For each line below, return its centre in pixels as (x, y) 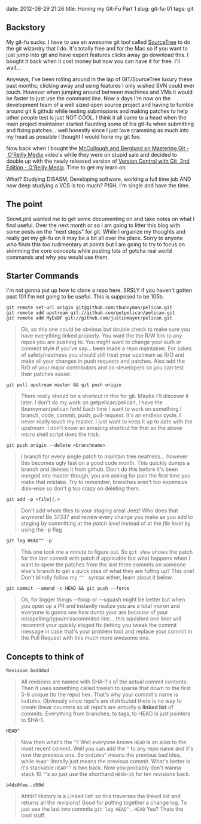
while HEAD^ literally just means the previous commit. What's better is (105, 762)
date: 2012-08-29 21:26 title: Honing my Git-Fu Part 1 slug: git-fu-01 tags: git (100, 9)
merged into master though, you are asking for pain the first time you (106, 476)
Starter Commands (42, 276)
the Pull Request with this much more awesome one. (86, 638)
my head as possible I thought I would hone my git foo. (74, 136)
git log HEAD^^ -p (29, 541)
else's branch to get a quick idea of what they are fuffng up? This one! (107, 571)
